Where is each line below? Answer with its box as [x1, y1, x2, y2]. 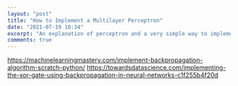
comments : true [7, 37, 52, 44]
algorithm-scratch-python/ [7, 63, 86, 72]
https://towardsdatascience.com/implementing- [86, 63, 227, 72]
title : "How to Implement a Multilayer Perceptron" [7, 17, 163, 24]
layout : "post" [7, 10, 52, 18]
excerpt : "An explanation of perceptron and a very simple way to [7, 30, 208, 37]
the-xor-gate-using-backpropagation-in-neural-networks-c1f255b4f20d [7, 71, 219, 80]
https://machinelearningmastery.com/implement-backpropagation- [7, 56, 203, 64]
